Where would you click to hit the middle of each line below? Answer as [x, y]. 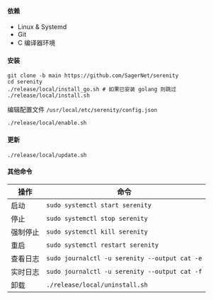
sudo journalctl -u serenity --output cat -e [124, 258]
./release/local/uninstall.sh [97, 284]
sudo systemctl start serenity [99, 205]
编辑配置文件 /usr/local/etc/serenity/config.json [82, 110]
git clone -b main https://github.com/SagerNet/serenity [93, 76]
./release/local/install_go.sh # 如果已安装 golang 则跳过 [92, 90]
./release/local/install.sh [49, 96]
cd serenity [25, 82]
